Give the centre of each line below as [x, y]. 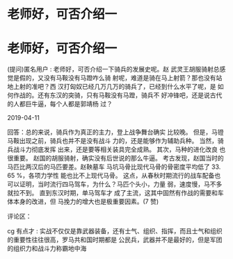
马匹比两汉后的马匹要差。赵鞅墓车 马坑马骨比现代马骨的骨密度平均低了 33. [114, 167]
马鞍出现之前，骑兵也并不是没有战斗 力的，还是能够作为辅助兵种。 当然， [112, 141]
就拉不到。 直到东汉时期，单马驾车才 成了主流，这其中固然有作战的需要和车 [115, 193]
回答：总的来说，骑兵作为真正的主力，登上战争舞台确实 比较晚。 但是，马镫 [115, 132]
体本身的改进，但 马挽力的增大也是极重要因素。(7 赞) [83, 201]
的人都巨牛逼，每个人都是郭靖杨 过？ [60, 104]
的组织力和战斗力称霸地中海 [47, 249]
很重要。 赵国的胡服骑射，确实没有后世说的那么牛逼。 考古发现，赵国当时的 [115, 158]
